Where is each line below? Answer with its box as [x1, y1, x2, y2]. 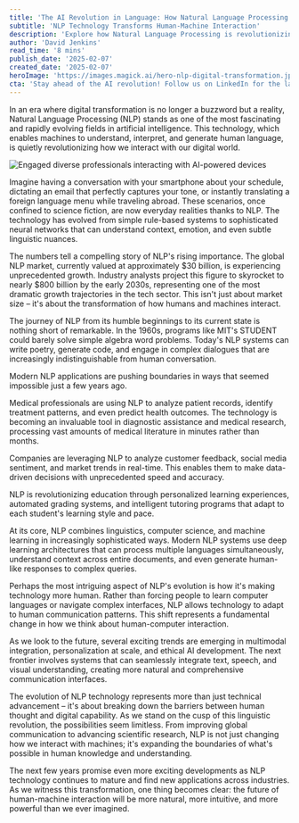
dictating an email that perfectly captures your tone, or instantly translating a [9, 186, 290, 196]
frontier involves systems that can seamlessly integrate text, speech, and [9, 654, 278, 665]
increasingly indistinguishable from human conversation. [9, 353, 216, 364]
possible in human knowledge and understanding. [9, 747, 193, 759]
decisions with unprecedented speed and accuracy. [34, 471, 225, 482]
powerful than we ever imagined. [9, 802, 130, 813]
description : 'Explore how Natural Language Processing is [9, 29, 233, 38]
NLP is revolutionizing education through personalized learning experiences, [9, 488, 289, 500]
